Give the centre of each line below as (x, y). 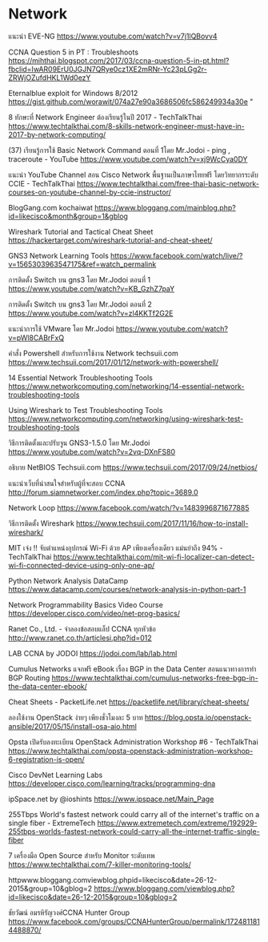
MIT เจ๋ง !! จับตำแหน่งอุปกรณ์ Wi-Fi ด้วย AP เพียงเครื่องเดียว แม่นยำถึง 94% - (116, 547)
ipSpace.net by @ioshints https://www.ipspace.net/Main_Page (111, 799)
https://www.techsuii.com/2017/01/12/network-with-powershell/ (113, 362)
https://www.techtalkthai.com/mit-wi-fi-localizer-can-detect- (154, 556)
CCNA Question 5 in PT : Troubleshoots (73, 52)
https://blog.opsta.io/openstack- (198, 717)
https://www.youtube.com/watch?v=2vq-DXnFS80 (92, 451)
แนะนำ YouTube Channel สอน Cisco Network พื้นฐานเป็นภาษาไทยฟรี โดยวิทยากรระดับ (133, 174)
